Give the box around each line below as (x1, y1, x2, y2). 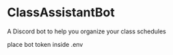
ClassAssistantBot (7, 5, 115, 20)
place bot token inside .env (7, 40, 83, 48)
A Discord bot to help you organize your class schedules (7, 27, 166, 35)
